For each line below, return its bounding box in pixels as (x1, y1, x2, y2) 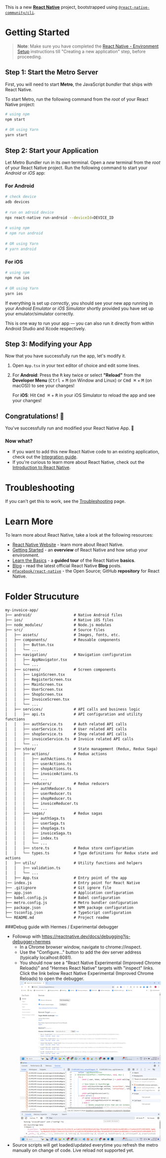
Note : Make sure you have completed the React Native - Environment (17, 43, 159, 49)
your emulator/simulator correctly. (5, 310, 75, 316)
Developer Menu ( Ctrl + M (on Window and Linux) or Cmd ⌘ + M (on (12, 377, 152, 383)
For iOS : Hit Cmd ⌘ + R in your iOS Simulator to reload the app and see (12, 392, 156, 398)
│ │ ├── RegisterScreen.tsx (5, 677, 72, 682)
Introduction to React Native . (12, 465, 71, 471)
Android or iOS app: (5, 170, 45, 176)
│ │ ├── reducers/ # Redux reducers (5, 781, 110, 787)
